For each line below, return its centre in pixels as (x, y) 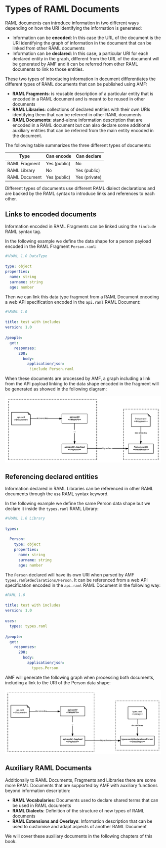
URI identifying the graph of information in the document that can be (82, 43)
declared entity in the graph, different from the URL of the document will (86, 58)
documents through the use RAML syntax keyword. (57, 494)
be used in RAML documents (42, 805)
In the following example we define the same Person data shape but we (78, 503)
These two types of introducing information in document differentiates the (81, 79)
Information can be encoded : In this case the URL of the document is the (86, 38)
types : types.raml (29, 626)
